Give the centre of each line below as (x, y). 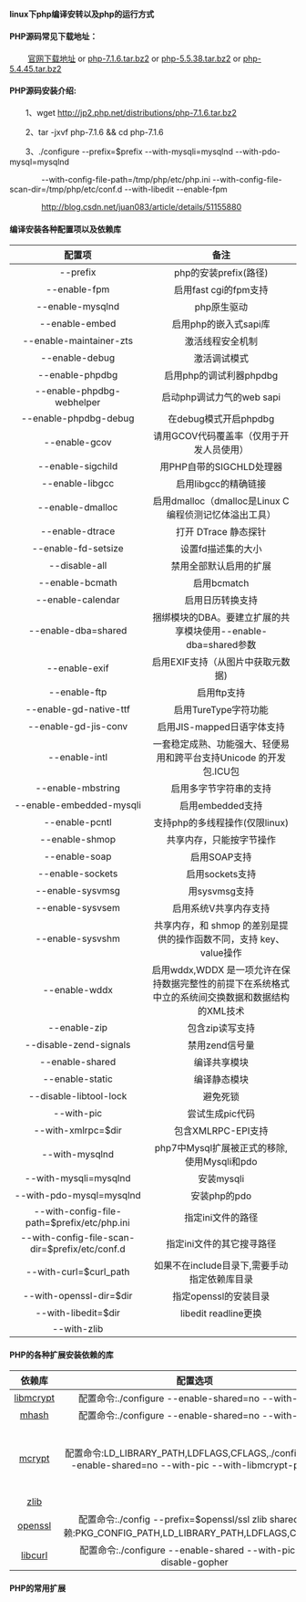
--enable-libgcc (77, 484)
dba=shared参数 (221, 645)
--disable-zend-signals (77, 1045)
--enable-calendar (77, 600)
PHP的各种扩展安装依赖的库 (61, 1355)
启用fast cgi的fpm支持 (221, 290)
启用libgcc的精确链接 (221, 484)
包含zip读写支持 (221, 1029)
